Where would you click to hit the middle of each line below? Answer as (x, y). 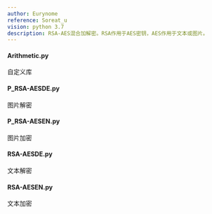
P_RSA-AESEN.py (34, 121)
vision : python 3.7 (36, 27)
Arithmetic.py (28, 55)
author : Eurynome (33, 14)
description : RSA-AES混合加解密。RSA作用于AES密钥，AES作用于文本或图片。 (108, 33)
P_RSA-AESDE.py (33, 89)
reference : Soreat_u (38, 20)
